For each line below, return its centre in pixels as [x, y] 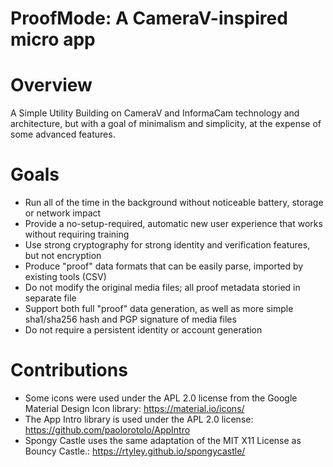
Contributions [69, 370]
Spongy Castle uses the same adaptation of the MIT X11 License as [163, 440]
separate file [50, 298]
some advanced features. [63, 134]
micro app [53, 39]
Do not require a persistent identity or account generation [143, 330]
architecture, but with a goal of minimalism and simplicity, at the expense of [166, 124]
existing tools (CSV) [65, 277]
